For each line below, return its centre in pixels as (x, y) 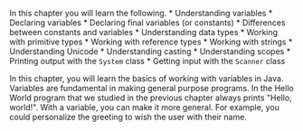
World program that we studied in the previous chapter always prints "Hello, (151, 98)
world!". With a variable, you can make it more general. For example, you (145, 107)
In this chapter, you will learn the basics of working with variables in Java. (147, 79)
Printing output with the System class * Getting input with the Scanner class (147, 61)
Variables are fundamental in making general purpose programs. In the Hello (151, 88)
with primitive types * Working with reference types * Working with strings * (151, 42)
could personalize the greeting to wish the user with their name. (128, 117)
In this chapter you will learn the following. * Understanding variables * (141, 13)
